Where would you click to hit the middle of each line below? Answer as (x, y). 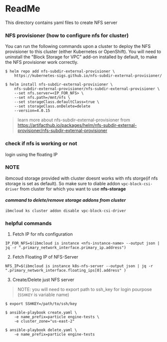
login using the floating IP (31, 154)
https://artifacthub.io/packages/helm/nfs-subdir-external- (77, 125)
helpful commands (28, 223)
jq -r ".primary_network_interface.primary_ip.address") (66, 248)
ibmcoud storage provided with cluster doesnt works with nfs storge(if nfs (81, 178)
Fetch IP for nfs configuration (42, 234)
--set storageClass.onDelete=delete (52, 106)
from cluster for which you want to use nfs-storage (73, 189)
